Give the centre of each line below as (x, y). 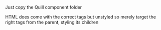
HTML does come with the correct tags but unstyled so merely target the (81, 17)
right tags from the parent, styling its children (52, 22)
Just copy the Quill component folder (44, 7)
